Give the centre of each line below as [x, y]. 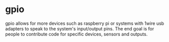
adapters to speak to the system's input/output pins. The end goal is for [80, 28]
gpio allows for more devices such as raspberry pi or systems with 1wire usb [85, 23]
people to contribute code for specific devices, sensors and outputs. [76, 34]
